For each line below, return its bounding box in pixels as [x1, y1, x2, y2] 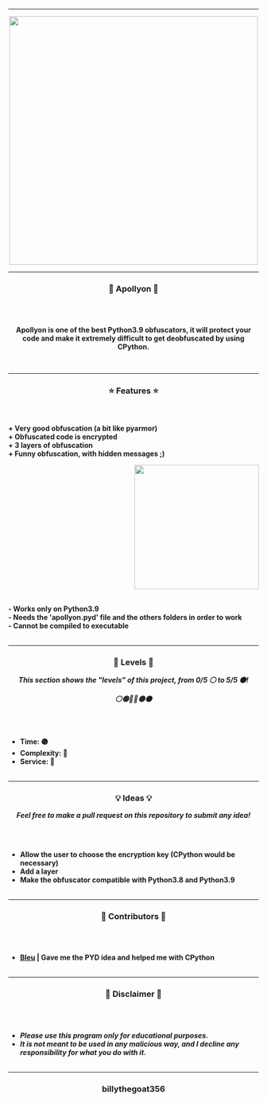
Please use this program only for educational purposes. [19, 1030, 209, 1040]
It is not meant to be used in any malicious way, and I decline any [19, 1039, 240, 1049]
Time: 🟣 [19, 737, 49, 746]
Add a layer [19, 866, 59, 876]
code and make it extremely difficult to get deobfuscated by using [22, 333, 245, 343]
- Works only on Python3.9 [8, 604, 99, 613]
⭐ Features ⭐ [108, 385, 159, 396]
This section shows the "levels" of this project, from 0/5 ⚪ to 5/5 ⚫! [18, 675, 249, 684]
